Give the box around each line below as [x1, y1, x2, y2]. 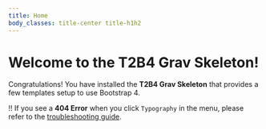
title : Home [8, 11, 48, 20]
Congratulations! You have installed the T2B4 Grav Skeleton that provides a [8, 80, 259, 89]
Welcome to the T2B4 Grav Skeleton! [8, 53, 259, 72]
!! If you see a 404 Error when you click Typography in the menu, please [8, 104, 244, 113]
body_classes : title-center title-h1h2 [8, 19, 142, 27]
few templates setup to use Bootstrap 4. [8, 88, 140, 98]
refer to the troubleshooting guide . [8, 112, 122, 122]
